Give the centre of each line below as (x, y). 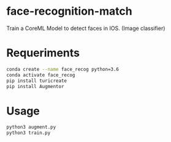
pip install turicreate (37, 81)
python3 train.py (28, 133)
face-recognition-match (70, 11)
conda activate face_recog (41, 75)
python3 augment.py (31, 127)
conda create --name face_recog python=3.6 (63, 69)
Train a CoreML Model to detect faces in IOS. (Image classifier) (86, 28)
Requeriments (43, 53)
